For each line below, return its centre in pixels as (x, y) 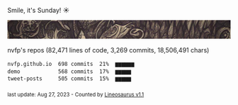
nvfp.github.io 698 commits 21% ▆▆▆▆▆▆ (71, 64)
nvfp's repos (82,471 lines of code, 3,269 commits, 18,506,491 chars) (108, 50)
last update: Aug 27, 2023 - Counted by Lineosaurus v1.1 (76, 95)
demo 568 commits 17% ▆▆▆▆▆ (69, 71)
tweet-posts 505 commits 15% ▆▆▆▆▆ (69, 79)
